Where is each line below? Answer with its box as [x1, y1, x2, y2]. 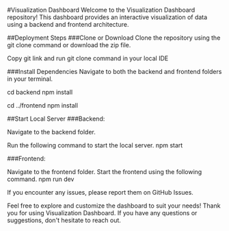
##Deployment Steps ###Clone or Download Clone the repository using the [7, 34, 221, 42]
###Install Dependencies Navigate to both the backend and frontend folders [7, 68, 222, 75]
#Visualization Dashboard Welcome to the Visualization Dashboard [7, 6, 196, 14]
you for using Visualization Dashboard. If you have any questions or [7, 209, 198, 217]
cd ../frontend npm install [7, 101, 79, 109]
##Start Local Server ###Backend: [7, 114, 105, 123]
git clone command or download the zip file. [7, 41, 131, 49]
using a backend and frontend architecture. [7, 21, 129, 28]
